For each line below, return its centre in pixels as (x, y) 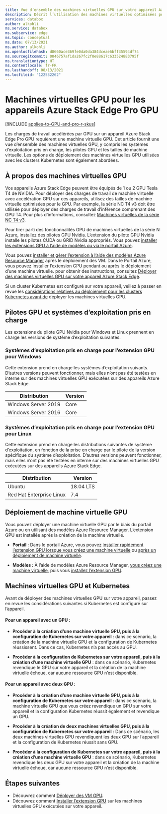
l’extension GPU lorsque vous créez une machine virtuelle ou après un (84, 550)
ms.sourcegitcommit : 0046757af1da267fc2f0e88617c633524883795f (72, 56)
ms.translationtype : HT (30, 61)
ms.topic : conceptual (28, 38)
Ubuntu (16, 487)
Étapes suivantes (33, 783)
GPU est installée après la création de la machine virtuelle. (65, 535)
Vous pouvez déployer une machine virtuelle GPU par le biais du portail (78, 524)
